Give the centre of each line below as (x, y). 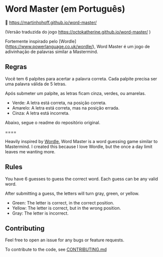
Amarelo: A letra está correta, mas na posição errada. (66, 108)
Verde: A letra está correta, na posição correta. (59, 103)
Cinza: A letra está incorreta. (41, 113)
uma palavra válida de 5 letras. (36, 84)
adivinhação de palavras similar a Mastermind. (52, 52)
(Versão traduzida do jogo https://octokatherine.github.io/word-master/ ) (78, 32)
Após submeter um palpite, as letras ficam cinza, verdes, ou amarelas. (75, 93)
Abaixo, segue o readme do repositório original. (53, 122)
